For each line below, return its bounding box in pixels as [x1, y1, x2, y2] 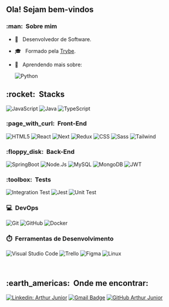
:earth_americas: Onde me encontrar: [6, 278, 148, 288]
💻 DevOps [6, 204, 39, 212]
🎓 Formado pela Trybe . [14, 47, 76, 55]
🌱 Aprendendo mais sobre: [14, 61, 82, 68]
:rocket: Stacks [6, 89, 65, 99]
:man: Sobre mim [6, 22, 58, 31]
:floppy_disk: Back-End [6, 147, 75, 156]
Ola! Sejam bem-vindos [6, 5, 94, 15]
